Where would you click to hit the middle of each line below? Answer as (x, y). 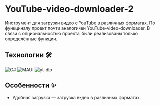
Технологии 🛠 (29, 55)
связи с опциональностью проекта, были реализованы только (72, 33)
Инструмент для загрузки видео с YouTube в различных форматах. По (80, 23)
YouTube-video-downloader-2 (69, 9)
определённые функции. (31, 39)
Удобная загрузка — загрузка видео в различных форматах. (77, 97)
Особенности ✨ (31, 85)
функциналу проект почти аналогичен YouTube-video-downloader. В (78, 28)
